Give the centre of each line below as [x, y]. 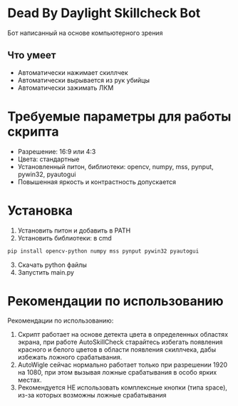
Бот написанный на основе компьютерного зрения [85, 33]
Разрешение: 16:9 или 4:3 [57, 151]
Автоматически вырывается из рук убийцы [84, 80]
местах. [30, 380]
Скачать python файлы [52, 265]
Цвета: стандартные [48, 159]
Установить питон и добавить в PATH [74, 230]
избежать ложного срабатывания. [70, 357]
